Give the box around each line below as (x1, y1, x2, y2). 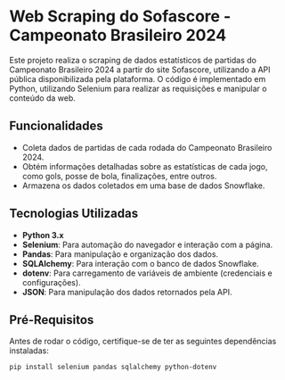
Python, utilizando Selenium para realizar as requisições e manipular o (9, 83, 267, 94)
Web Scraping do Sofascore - (9, 6, 232, 27)
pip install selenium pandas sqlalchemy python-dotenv (9, 363, 217, 372)
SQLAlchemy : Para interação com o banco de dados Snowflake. (21, 258, 260, 268)
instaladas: (9, 345, 49, 356)
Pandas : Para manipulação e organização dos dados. (21, 248, 219, 260)
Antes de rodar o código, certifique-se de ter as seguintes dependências (9, 336, 277, 347)
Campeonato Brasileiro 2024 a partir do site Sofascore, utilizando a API (9, 64, 271, 75)
